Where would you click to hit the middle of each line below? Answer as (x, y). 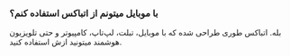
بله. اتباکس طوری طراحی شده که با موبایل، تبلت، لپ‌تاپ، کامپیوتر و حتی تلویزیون (145, 33)
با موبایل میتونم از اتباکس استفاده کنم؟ (84, 13)
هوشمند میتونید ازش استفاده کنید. (66, 42)
